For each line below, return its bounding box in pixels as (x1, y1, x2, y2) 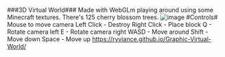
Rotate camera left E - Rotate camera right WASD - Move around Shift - (7, 27, 209, 36)
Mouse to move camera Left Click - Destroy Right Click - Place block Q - (7, 21, 212, 28)
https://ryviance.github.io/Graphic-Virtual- (92, 35, 211, 43)
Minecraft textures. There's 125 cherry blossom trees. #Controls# (7, 13, 218, 21)
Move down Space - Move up (7, 35, 91, 43)
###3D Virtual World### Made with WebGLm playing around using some (7, 6, 214, 14)
